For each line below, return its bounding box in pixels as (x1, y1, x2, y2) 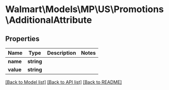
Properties (5, 34, 40, 43)
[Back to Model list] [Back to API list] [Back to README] (5, 79, 122, 85)
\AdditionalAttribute (5, 14, 92, 26)
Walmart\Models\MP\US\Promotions (5, 4, 164, 15)
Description (47, 50, 76, 56)
